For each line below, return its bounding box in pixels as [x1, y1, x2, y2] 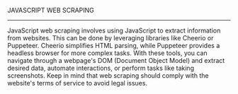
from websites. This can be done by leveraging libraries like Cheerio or [7, 34, 214, 42]
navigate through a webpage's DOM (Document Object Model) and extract [7, 57, 225, 64]
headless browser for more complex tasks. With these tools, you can [7, 49, 208, 57]
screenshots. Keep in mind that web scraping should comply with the [7, 71, 209, 80]
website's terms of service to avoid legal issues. [7, 79, 147, 87]
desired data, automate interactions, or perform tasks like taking [7, 64, 195, 72]
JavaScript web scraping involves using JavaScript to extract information [7, 26, 221, 35]
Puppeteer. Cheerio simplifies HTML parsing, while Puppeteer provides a [7, 42, 220, 49]
